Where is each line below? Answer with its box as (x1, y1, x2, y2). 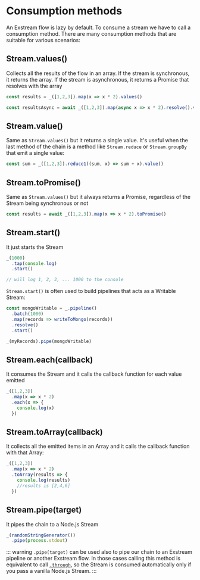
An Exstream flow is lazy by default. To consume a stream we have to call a (6, 24, 191, 31)
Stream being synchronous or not (6, 199, 89, 207)
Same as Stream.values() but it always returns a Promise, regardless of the (6, 194, 191, 200)
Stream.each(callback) (6, 354, 93, 364)
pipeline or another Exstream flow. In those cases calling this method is (6, 555, 180, 562)
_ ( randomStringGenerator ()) (6, 532, 76, 538)
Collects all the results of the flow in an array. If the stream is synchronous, (6, 70, 190, 77)
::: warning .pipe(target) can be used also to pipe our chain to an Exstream (6, 548, 192, 556)
